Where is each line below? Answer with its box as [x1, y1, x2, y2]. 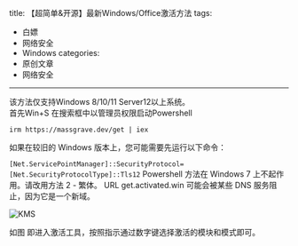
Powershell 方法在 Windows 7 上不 [142, 169, 269, 179]
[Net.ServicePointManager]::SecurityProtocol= [9, 160, 184, 169]
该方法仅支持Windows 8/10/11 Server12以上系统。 [9, 97, 191, 107]
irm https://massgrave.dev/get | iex [9, 125, 149, 134]
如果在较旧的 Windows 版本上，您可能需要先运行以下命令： [9, 142, 226, 153]
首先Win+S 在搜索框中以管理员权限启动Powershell [9, 107, 192, 118]
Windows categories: [21, 48, 100, 58]
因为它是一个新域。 [24, 191, 95, 202]
